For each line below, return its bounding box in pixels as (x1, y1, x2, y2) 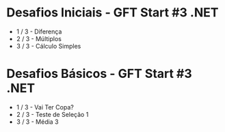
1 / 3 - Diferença (16, 27, 62, 36)
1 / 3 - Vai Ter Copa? (16, 103, 75, 111)
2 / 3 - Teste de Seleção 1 (16, 110, 89, 118)
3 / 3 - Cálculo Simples (16, 42, 81, 50)
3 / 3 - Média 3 (16, 118, 59, 126)
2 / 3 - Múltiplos (16, 34, 62, 42)
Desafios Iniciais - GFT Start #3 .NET (6, 5, 219, 21)
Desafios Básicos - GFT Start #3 (6, 66, 192, 81)
